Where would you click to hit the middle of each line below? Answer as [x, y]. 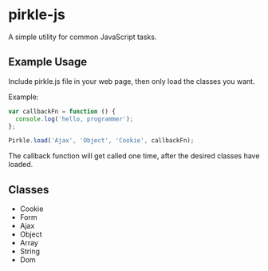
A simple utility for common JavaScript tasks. [83, 37]
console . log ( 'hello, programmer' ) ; [75, 119]
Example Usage [48, 62]
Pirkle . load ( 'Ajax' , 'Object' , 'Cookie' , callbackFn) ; [101, 141]
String [30, 251]
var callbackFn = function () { [62, 111]
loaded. [21, 165]
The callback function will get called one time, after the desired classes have [134, 156]
